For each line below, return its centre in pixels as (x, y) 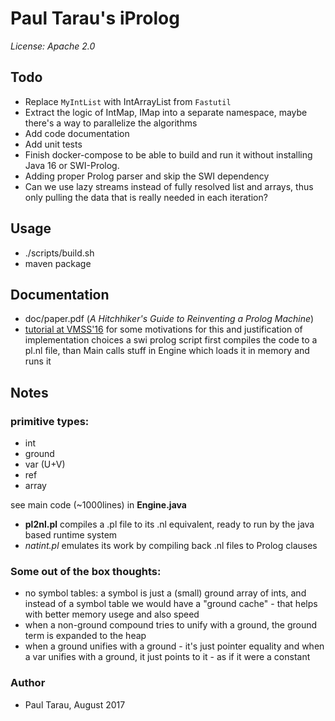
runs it (38, 361)
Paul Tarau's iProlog (95, 18)
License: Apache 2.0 (53, 46)
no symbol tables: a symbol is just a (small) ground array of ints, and (165, 593)
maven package (58, 263)
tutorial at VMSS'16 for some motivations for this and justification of (163, 329)
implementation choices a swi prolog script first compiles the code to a (171, 340)
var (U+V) (45, 464)
